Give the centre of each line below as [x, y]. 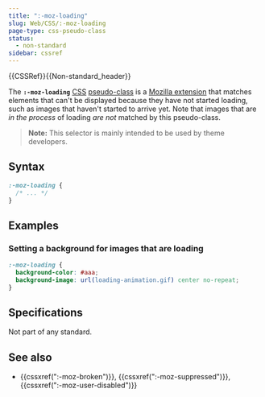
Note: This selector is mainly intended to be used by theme [126, 133]
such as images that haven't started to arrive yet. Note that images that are [132, 109]
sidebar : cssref [35, 53]
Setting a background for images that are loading [106, 248]
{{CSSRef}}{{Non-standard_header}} [70, 76]
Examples [33, 225]
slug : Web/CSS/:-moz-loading [57, 23]
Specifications [46, 313]
